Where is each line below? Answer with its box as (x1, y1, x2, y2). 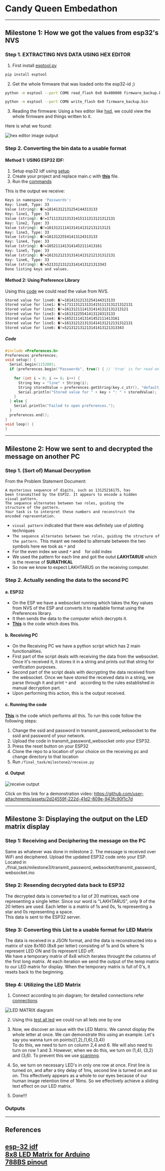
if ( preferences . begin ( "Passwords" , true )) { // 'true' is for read (9, 367, 153, 372)
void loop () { (5, 421, 34, 427)
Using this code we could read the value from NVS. (5, 288, 109, 294)
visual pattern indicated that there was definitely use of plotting (12, 523, 144, 529)
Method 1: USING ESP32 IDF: (5, 157, 65, 163)
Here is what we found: (5, 123, 53, 129)
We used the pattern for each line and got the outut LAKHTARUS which (12, 554, 157, 560)
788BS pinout (5, 1158, 48, 1166)
